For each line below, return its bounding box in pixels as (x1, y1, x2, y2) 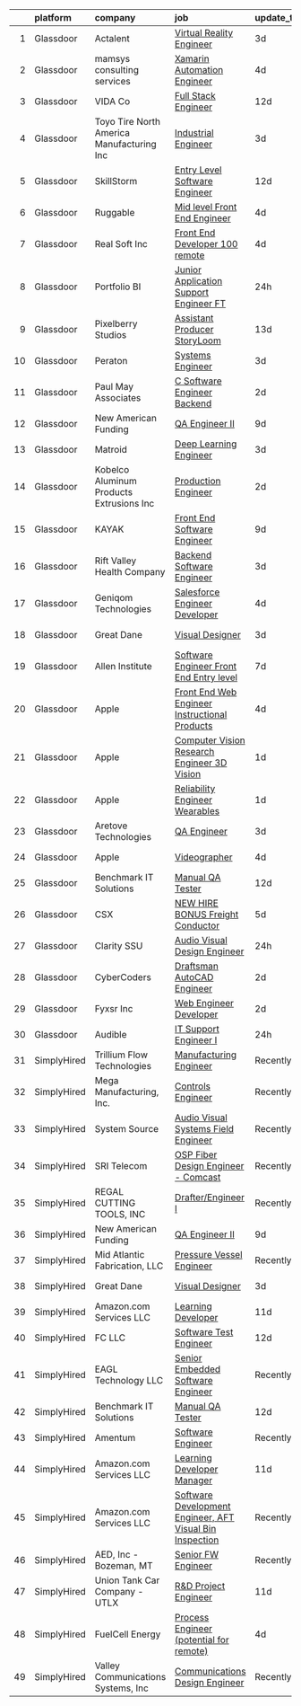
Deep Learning (174, 438, 237, 450)
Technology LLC (94, 1375, 164, 1386)
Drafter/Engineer (174, 1191, 245, 1203)
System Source (94, 1123, 159, 1135)
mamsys (94, 53, 131, 65)
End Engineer (174, 212, 231, 224)
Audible (94, 1029, 127, 1040)
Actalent (94, 32, 130, 44)
